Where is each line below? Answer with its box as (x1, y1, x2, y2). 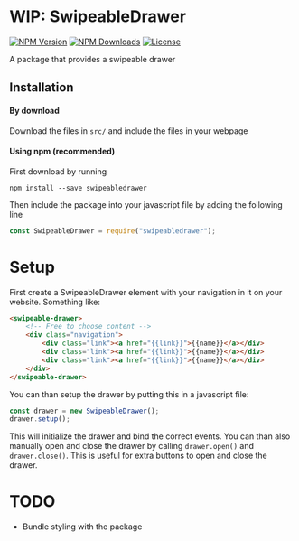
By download (9, 105, 61, 116)
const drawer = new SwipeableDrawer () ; (9, 406, 160, 415)
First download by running (9, 165, 107, 177)
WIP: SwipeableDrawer (9, 6, 187, 27)
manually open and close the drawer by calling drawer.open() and (9, 441, 255, 452)
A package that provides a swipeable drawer (9, 53, 176, 64)
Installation (9, 79, 74, 96)
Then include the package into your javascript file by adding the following (9, 199, 283, 210)
